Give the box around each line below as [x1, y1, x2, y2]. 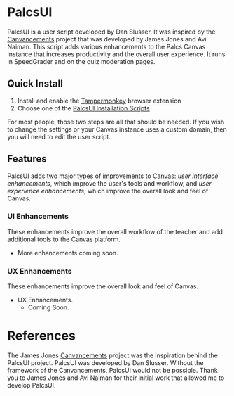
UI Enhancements [7, 212, 69, 222]
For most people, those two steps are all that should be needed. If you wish [7, 117, 225, 126]
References [7, 328, 76, 344]
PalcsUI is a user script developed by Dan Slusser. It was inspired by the [7, 27, 216, 36]
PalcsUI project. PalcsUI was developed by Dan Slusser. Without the [7, 359, 204, 367]
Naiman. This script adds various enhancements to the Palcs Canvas [7, 42, 206, 51]
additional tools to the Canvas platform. [7, 235, 121, 243]
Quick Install [7, 78, 63, 90]
